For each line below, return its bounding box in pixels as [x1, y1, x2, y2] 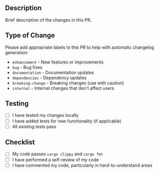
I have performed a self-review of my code [12, 157, 99, 163]
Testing [5, 99, 29, 108]
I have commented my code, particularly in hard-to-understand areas [12, 162, 153, 168]
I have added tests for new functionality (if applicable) [12, 118, 122, 124]
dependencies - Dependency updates [12, 75, 87, 81]
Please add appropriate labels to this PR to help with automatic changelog [5, 44, 155, 50]
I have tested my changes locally [12, 113, 79, 118]
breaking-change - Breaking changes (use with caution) [12, 80, 124, 86]
